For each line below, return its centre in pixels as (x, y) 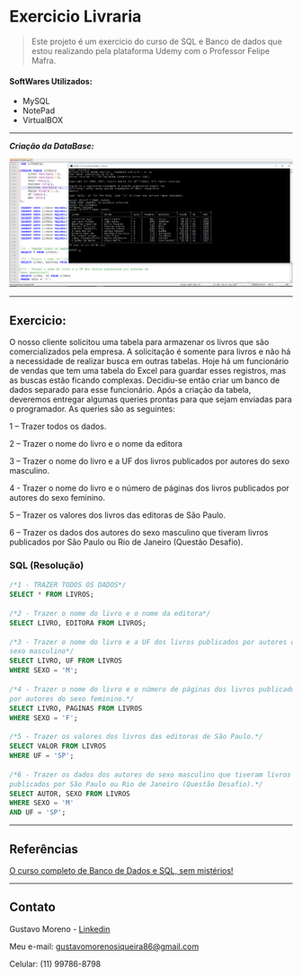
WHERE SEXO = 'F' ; (44, 718)
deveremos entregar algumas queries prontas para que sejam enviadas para (151, 400)
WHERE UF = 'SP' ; (42, 756)
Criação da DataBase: (52, 147)
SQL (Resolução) (47, 565)
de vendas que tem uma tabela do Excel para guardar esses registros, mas (148, 371)
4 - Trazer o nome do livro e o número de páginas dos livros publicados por (149, 488)
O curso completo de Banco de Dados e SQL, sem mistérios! (121, 871)
